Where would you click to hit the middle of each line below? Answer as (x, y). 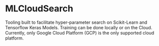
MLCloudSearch (39, 9)
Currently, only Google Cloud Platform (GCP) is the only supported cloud (80, 33)
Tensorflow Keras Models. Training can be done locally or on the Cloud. (79, 27)
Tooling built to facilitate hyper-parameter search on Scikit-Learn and (76, 22)
